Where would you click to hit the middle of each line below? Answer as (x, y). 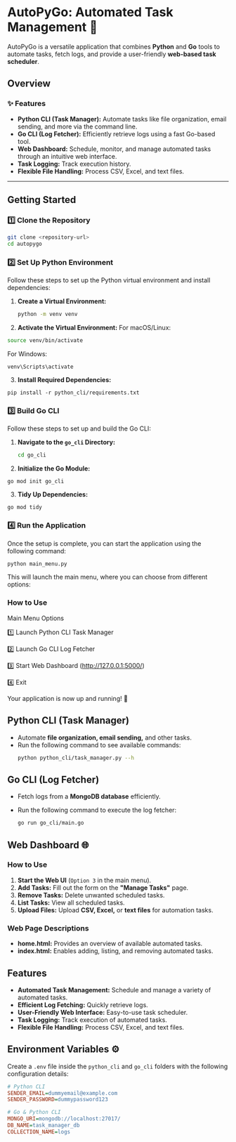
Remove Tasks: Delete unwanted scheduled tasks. (91, 895)
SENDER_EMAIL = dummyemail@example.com (63, 1093)
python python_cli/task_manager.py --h (76, 758)
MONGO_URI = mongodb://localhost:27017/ (64, 1119)
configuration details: (38, 1074)
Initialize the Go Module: (54, 468)
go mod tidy (25, 507)
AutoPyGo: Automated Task (90, 12)
